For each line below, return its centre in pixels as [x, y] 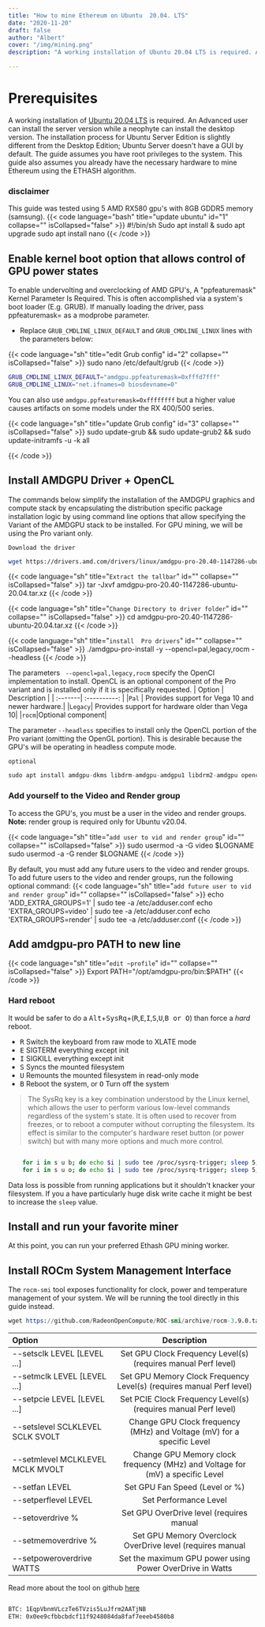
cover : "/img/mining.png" [50, 45]
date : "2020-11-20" [40, 23]
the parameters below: [56, 339]
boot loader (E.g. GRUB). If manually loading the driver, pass [106, 307]
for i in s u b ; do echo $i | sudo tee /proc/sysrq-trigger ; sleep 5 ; [141, 1162]
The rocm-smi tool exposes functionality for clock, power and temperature [128, 1290]
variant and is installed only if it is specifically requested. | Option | [116, 690]
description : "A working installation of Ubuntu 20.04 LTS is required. [130, 52]
